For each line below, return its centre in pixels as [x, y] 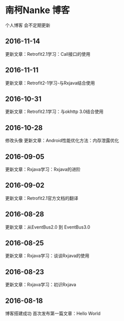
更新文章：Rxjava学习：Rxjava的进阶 [43, 169]
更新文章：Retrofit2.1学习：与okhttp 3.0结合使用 [54, 112]
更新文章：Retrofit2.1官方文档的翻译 [42, 198]
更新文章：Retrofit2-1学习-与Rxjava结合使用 [50, 83]
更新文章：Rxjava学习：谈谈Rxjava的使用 [47, 256]
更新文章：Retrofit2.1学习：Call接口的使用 [48, 54]
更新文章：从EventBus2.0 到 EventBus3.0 [48, 227]
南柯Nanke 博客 [37, 10]
